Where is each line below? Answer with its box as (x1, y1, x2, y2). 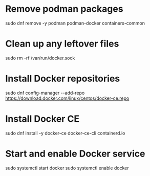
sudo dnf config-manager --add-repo (5, 90, 85, 96)
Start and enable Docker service (5, 148, 145, 159)
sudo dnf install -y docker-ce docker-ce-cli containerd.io (5, 130, 125, 136)
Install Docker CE (5, 113, 80, 124)
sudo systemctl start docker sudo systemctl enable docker (5, 165, 129, 171)
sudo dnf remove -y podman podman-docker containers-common (5, 20, 145, 26)
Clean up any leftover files (5, 38, 119, 50)
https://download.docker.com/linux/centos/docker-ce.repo (5, 95, 130, 101)
